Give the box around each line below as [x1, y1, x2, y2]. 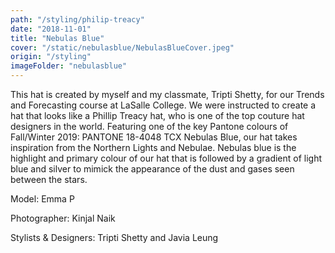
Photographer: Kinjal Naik [10, 212, 116, 224]
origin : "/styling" [10, 52, 92, 62]
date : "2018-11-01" [10, 24, 92, 34]
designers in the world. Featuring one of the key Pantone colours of [10, 121, 289, 132]
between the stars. [10, 174, 88, 185]
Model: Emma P [10, 193, 75, 205]
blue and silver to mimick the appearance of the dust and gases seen [10, 163, 295, 175]
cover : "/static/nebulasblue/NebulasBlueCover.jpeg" [10, 42, 235, 53]
